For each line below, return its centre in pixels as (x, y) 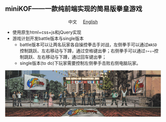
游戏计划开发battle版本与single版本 (48, 38)
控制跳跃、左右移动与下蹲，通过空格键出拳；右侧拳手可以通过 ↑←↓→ (87, 50)
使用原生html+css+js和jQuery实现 (47, 32)
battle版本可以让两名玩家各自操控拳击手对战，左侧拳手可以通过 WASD (88, 44)
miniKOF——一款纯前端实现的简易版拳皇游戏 (74, 9)
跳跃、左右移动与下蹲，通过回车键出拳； (65, 57)
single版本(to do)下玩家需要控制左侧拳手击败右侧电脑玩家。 (80, 63)
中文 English (83, 22)
